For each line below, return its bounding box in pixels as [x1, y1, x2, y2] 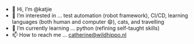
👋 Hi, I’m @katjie [11, 6, 52, 12]
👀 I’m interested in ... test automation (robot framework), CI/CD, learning [11, 12, 189, 19]
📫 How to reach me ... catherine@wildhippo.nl [11, 32, 127, 38]
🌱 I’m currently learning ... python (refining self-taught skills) [11, 24, 160, 32]
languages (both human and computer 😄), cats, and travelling [11, 18, 165, 25]
